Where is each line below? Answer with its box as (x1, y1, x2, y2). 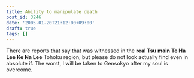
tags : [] (6, 31, 28, 37)
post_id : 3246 (6, 14, 42, 20)
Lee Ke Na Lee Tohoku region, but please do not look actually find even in (6, 54, 189, 61)
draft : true (6, 25, 36, 32)
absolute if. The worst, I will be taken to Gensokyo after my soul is (6, 60, 169, 67)
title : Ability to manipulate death (6, 8, 98, 15)
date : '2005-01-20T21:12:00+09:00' (6, 20, 95, 26)
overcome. (6, 66, 33, 73)
